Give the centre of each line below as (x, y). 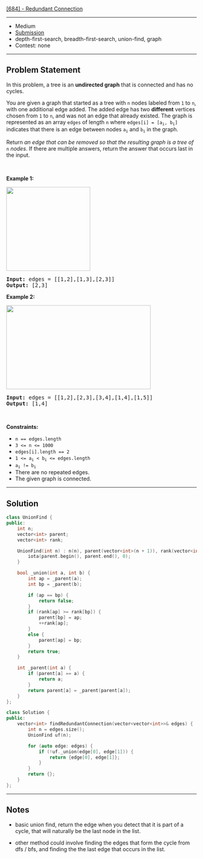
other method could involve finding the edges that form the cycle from (102, 843)
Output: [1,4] (27, 403)
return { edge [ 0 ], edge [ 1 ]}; (85, 757)
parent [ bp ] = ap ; (60, 618)
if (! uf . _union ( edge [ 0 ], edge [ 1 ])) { (86, 752)
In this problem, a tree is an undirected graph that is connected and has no (100, 85)
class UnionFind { (29, 518)
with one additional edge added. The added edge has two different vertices (101, 109)
